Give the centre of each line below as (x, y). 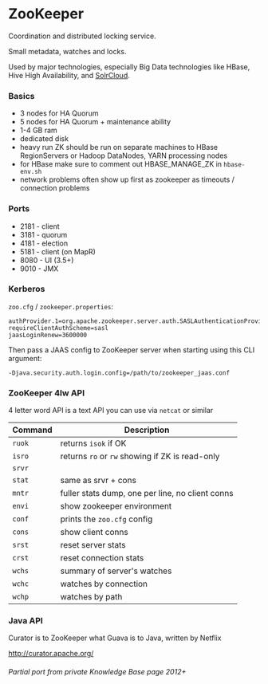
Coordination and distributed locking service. (83, 36)
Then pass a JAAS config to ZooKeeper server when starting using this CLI (132, 350)
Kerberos (27, 289)
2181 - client (39, 226)
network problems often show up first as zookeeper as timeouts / (127, 179)
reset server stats (93, 545)
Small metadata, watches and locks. (67, 51)
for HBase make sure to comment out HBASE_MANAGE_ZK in (120, 164)
